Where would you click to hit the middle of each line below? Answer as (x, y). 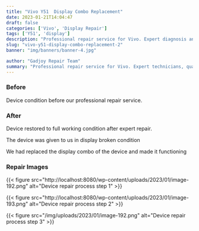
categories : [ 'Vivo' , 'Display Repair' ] (57, 28)
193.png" (17, 204)
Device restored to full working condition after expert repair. (79, 129)
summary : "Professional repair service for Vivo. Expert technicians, (95, 67)
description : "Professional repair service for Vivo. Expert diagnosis (96, 39)
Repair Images (27, 167)
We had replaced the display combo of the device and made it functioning (97, 151)
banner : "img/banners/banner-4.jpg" (51, 50)
